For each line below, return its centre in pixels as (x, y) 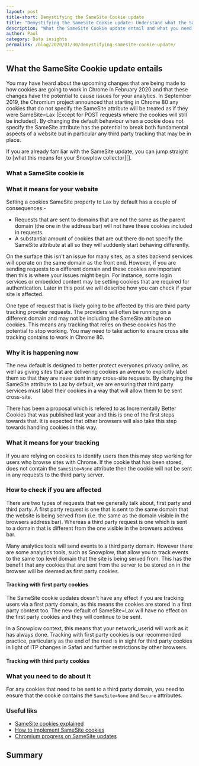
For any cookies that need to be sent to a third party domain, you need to (95, 689)
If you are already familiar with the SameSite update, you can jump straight (97, 151)
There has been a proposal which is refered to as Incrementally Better (91, 409)
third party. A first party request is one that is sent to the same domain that (97, 509)
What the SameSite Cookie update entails (84, 69)
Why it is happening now (42, 352)
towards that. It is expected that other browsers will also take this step (92, 421)
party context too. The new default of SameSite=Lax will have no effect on (97, 611)
